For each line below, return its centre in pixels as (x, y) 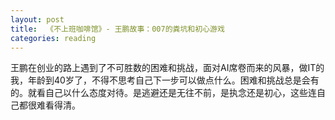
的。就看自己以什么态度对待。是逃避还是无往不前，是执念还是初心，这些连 (163, 93)
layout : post (37, 19)
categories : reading (53, 38)
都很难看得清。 (49, 105)
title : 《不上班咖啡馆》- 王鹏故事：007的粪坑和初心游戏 (117, 29)
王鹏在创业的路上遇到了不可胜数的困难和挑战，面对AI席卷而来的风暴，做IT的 (167, 68)
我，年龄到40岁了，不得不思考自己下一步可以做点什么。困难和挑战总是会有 (165, 80)
